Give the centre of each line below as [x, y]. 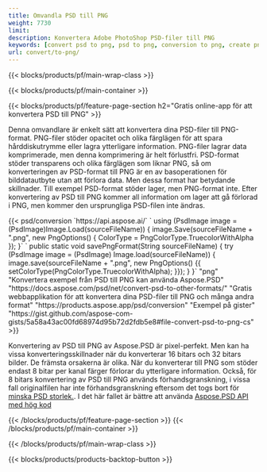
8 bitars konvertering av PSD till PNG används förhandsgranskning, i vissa [129, 379]
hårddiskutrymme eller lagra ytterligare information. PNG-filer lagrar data [128, 146]
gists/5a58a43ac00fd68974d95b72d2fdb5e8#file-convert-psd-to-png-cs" [131, 322]
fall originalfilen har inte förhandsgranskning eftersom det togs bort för [124, 388]
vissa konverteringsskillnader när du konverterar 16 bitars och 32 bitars [125, 354]
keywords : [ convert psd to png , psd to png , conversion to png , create [129, 45]
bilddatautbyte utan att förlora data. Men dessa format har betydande [122, 180]
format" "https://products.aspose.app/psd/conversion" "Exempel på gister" [132, 305]
